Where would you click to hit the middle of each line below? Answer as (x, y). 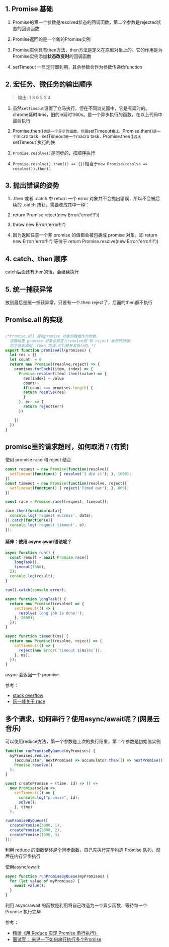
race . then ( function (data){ (33, 511)
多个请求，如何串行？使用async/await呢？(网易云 (82, 719)
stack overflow (28, 695)
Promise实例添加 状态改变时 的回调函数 (52, 56)
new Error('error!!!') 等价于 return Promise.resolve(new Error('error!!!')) (86, 242)
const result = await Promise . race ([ (49, 557)
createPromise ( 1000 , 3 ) (34, 835)
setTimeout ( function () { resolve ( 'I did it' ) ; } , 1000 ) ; (71, 474)
